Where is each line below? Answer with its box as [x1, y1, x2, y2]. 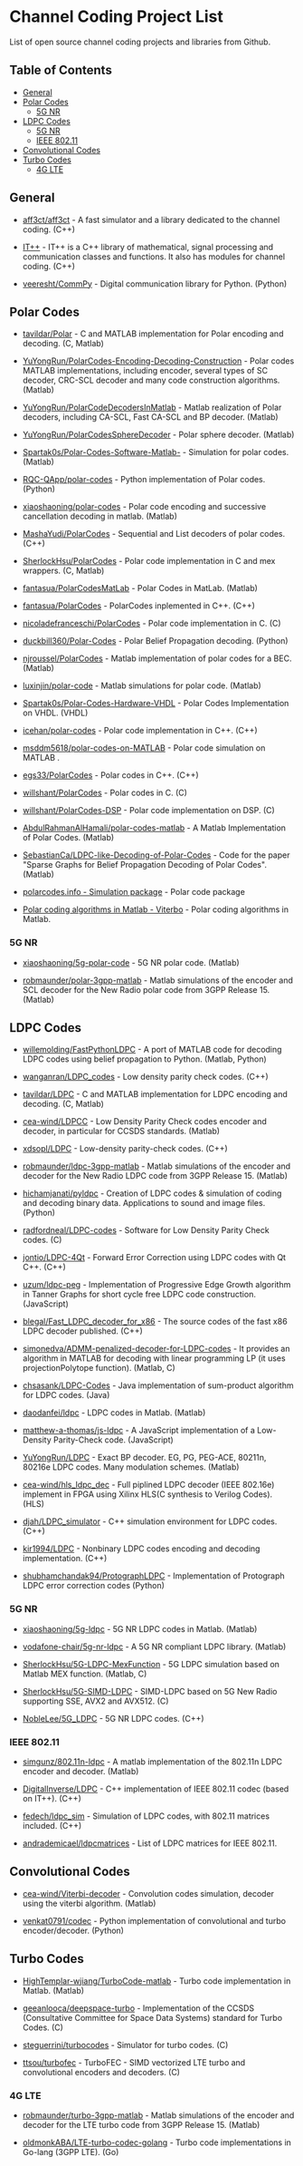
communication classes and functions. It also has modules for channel [22, 251, 286, 262]
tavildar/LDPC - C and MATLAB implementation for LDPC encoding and [22, 1089, 288, 1100]
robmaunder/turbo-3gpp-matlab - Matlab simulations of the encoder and [22, 2110, 295, 2121]
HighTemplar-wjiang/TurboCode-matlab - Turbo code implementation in [22, 1975, 291, 1986]
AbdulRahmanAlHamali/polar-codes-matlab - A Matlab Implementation [22, 822, 287, 833]
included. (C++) [22, 1821, 82, 1831]
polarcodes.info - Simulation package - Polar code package [22, 887, 246, 898]
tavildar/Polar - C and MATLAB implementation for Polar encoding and [22, 328, 284, 339]
